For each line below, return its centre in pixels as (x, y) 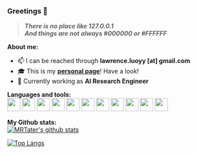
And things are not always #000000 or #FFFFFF (95, 33)
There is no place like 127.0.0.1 (69, 26)
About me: (23, 47)
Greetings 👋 (27, 11)
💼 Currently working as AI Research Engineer (83, 81)
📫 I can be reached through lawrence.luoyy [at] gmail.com (104, 61)
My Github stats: (32, 122)
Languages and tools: (39, 95)
